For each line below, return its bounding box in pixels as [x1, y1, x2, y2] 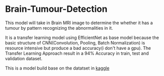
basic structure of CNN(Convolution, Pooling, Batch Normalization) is [5, 39, 145, 45]
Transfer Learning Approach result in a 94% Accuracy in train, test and [5, 50, 149, 56]
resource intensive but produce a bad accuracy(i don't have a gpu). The [5, 45, 151, 51]
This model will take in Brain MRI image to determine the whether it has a [5, 20, 153, 26]
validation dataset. [5, 55, 43, 61]
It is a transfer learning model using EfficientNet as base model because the [5, 35, 159, 40]
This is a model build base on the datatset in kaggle [5, 65, 110, 71]
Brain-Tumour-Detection [5, 3, 107, 15]
